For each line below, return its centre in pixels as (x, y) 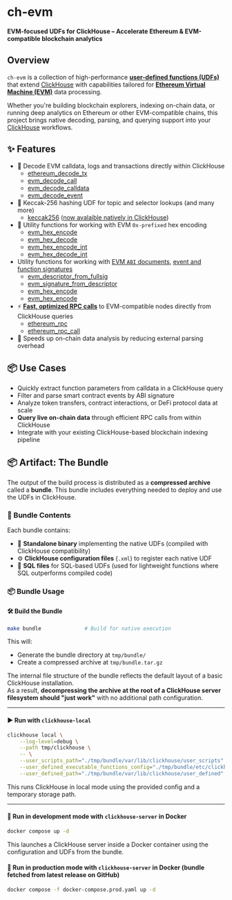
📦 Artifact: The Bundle (58, 462)
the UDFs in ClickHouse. (42, 497)
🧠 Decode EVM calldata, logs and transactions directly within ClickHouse (121, 166)
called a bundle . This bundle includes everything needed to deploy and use (115, 490)
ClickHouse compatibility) (54, 551)
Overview (29, 61)
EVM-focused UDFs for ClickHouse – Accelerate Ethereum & (96, 31)
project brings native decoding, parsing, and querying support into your (109, 120)
